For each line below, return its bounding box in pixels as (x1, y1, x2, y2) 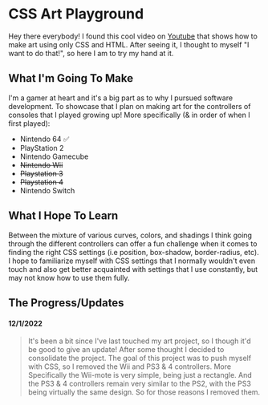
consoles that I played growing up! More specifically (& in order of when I (8, 110, 250, 119)
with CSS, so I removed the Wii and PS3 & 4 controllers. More (27, 362, 231, 371)
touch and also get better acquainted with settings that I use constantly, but (8, 264, 258, 273)
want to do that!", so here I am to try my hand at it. (8, 48, 174, 58)
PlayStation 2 (19, 143, 64, 152)
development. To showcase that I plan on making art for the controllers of (8, 101, 251, 111)
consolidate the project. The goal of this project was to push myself (27, 354, 251, 363)
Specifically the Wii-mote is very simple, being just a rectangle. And (27, 371, 253, 380)
